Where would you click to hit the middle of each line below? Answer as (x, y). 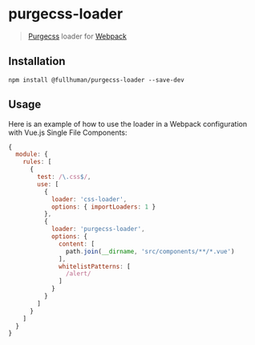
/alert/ (78, 274)
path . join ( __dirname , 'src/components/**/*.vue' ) (150, 251)
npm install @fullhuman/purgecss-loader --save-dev (96, 80)
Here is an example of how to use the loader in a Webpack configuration (127, 124)
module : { (32, 154)
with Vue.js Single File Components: (68, 132)
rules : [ (37, 162)
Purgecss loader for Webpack (77, 36)
